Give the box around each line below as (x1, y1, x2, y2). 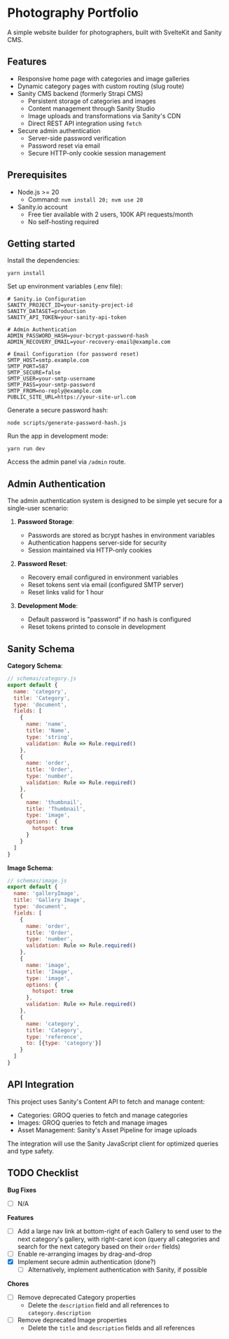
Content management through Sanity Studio (27, 104, 155, 113)
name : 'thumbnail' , (25, 798, 83, 806)
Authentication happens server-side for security (27, 539, 167, 547)
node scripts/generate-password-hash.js (7, 419, 127, 426)
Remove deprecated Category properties (17, 1293, 137, 1301)
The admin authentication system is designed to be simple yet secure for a (7, 497, 223, 505)
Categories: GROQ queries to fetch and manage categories (17, 1111, 188, 1119)
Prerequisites (7, 169, 67, 181)
